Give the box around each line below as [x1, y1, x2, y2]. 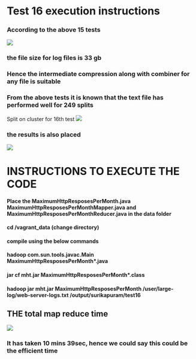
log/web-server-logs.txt [7, 291, 69, 298]
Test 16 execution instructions [7, 4, 161, 18]
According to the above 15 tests [7, 26, 101, 34]
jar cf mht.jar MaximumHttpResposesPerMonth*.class [7, 271, 145, 279]
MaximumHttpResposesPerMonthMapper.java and [7, 204, 137, 211]
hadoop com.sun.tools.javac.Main [7, 251, 95, 258]
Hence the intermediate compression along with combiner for [7, 70, 190, 79]
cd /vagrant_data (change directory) [7, 224, 99, 231]
